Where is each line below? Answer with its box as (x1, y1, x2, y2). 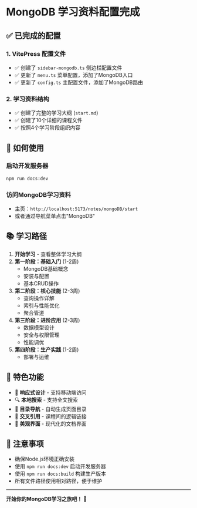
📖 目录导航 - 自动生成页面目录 (14, 405, 87, 412)
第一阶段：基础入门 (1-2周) (14, 258, 79, 265)
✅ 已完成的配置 (6, 31, 61, 41)
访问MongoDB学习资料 (6, 190, 72, 199)
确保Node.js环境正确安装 (14, 456, 75, 463)
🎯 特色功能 (6, 372, 44, 382)
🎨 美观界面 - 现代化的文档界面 (14, 420, 87, 427)
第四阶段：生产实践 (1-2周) (14, 346, 79, 353)
